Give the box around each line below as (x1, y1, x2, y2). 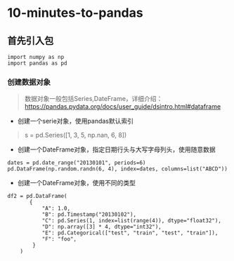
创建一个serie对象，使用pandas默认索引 (17, 117, 134, 126)
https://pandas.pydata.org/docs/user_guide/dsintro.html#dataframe (24, 102, 221, 111)
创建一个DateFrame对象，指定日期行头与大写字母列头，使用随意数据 (17, 145, 216, 154)
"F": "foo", (41, 236, 77, 243)
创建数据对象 (7, 77, 51, 87)
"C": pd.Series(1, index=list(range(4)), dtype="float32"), (41, 217, 221, 225)
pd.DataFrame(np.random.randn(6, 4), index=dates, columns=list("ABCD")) (7, 166, 228, 173)
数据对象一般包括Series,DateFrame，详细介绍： (24, 95, 163, 103)
